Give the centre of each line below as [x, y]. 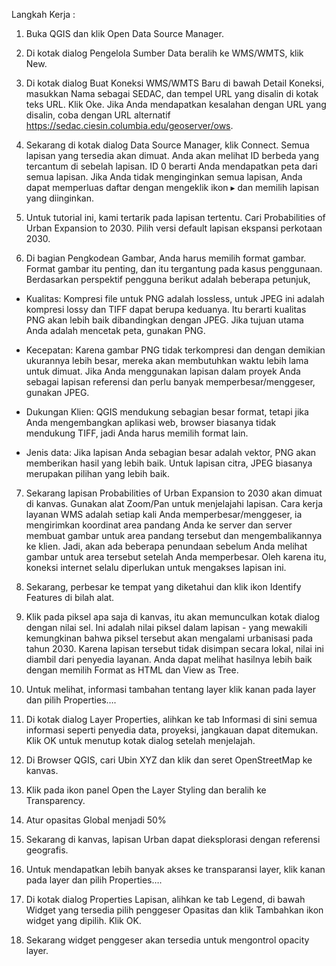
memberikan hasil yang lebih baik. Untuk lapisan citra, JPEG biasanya [169, 463]
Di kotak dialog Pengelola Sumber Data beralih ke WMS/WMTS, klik [164, 53]
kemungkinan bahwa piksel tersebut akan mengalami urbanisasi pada [169, 638]
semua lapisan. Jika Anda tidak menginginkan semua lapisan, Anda [164, 177]
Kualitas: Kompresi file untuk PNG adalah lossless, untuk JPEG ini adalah [175, 298]
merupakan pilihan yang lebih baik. [98, 473]
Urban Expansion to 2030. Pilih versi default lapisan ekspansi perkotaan [174, 228]
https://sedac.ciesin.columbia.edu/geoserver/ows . [129, 125]
